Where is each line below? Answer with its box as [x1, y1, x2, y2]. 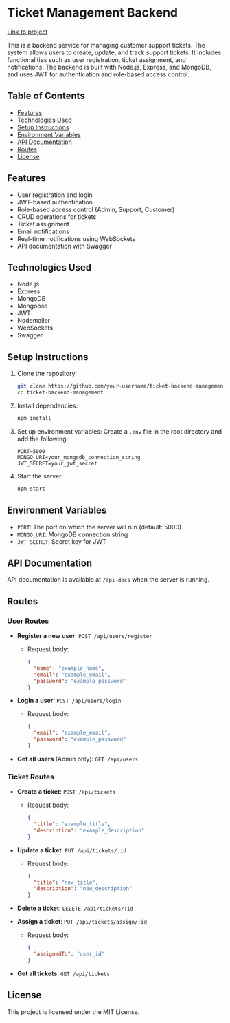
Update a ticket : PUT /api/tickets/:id [16, 845, 127, 854]
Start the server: [16, 472, 64, 480]
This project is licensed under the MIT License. [7, 1007, 140, 1016]
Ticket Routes [7, 772, 55, 781]
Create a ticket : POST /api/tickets [16, 788, 116, 796]
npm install [16, 414, 51, 421]
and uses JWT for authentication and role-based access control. [7, 70, 190, 78]
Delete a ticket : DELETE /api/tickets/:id [16, 904, 134, 913]
